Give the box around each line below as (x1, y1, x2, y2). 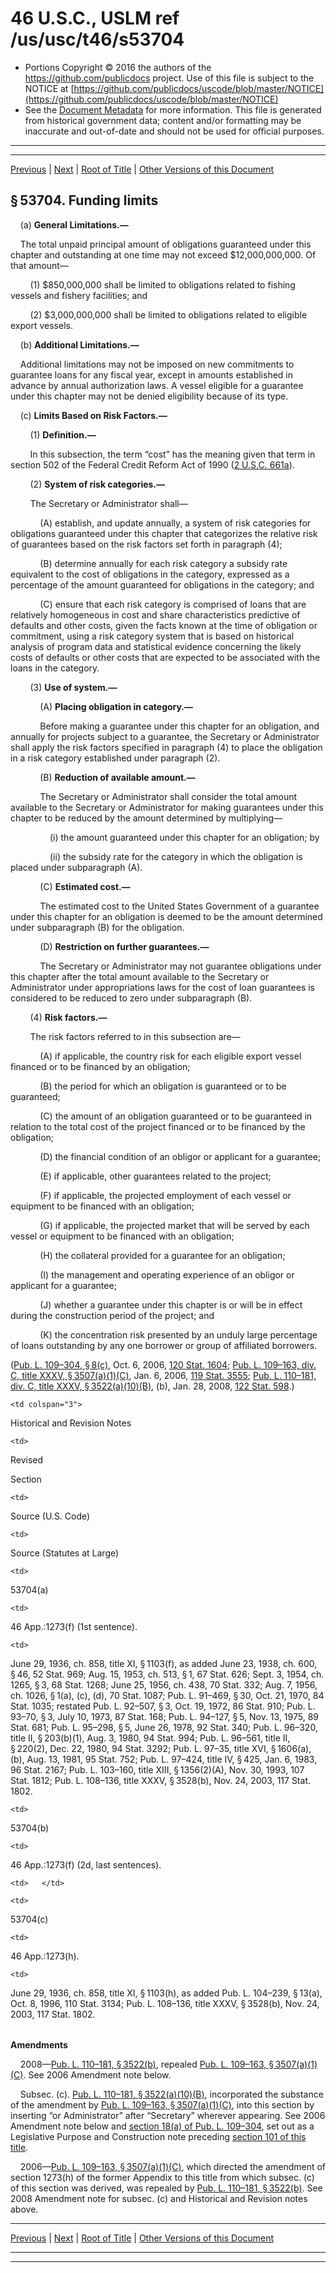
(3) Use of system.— (29, 681, 118, 693)
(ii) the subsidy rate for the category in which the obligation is (49, 850, 303, 862)
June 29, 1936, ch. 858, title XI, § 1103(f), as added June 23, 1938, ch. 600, (10, 1657, 318, 1669)
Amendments (10, 2038, 68, 2051)
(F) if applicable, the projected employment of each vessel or (39, 1189, 292, 1201)
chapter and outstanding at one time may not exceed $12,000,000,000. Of (10, 248, 317, 261)
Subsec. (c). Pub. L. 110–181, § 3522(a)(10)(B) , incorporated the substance (19, 2088, 324, 2100)
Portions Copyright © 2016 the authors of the (24, 61, 212, 73)
